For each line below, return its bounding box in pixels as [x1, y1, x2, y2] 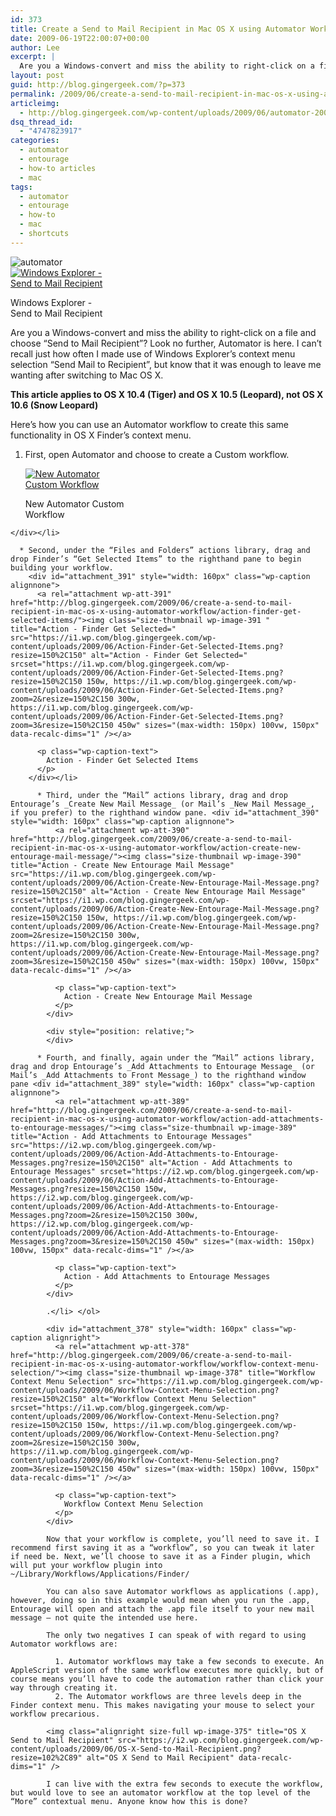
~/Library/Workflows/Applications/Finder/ [10, 1569, 190, 1579]
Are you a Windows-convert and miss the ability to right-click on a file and [10, 326, 317, 338]
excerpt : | [10, 52, 56, 62]
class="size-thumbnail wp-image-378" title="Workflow [86, 1367, 315, 1378]
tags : [10, 182, 33, 192]
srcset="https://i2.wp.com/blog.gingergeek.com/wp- [99, 1166, 320, 1176]
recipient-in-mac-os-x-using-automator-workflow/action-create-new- [10, 842, 302, 853]
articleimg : [10, 98, 60, 108]
